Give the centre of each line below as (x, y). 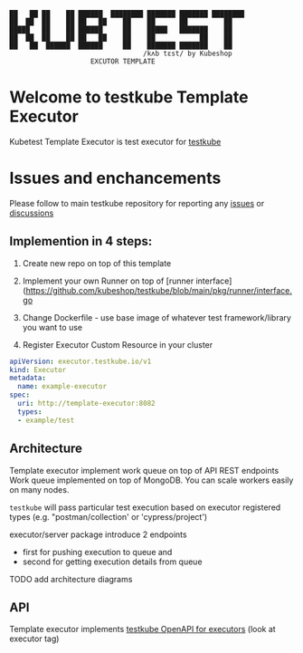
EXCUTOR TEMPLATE (123, 62)
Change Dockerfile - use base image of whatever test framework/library (157, 317)
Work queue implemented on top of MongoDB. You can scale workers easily (151, 480)
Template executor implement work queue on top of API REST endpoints (144, 470)
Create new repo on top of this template (97, 263)
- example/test (46, 420)
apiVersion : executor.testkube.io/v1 (80, 361)
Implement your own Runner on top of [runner (108, 281)
